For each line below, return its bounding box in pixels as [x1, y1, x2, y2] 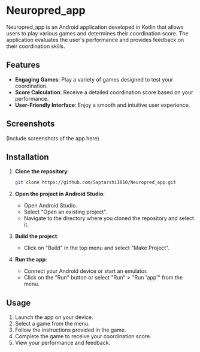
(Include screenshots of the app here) [6, 134, 100, 142]
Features [6, 60, 40, 70]
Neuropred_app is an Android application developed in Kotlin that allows [6, 23, 184, 31]
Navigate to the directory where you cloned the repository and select [23, 215, 195, 222]
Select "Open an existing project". [23, 208, 108, 216]
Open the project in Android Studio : [14, 190, 105, 198]
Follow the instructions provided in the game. [14, 326, 127, 333]
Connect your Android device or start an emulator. [23, 267, 148, 275]
